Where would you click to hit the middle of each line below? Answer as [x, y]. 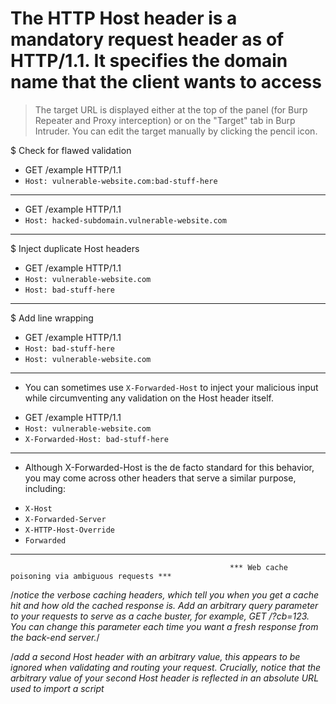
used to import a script [57, 688]
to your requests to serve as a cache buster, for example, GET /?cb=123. [160, 616]
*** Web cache [258, 567]
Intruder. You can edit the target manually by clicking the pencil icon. [176, 131]
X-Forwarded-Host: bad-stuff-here [96, 439]
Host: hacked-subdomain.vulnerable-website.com [125, 220]
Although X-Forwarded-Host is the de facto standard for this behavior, [169, 467]
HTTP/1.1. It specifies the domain [149, 61]
